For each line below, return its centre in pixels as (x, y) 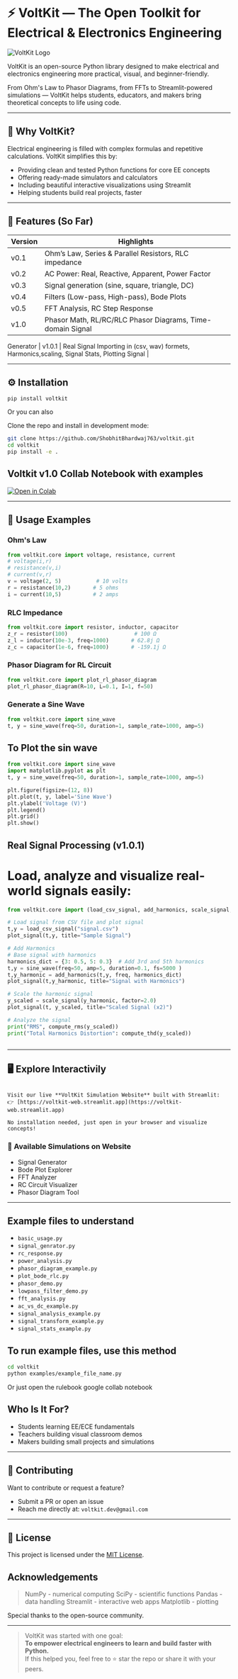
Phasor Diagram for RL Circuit (59, 665)
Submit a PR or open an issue (61, 1501)
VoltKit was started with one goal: (74, 1636)
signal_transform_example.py (61, 1322)
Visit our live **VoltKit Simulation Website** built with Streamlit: (114, 1095)
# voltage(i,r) (30, 561)
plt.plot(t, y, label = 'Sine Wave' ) (60, 797)
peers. (34, 1669)
